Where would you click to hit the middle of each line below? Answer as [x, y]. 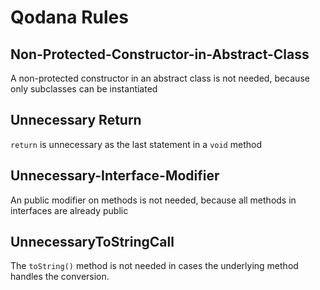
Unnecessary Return [76, 120]
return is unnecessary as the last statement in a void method [136, 144]
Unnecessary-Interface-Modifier [115, 176]
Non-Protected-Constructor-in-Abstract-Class [160, 54]
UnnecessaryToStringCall [92, 242]
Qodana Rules [69, 17]
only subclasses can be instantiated [84, 89]
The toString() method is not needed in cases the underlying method [154, 266]
